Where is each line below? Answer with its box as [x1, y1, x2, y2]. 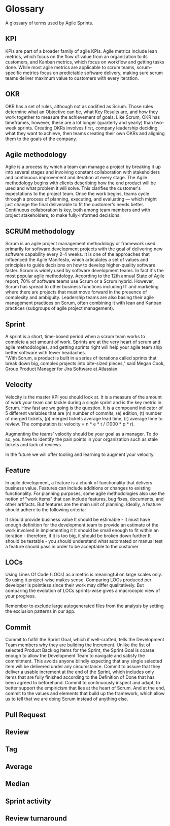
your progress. [5, 593, 37, 599]
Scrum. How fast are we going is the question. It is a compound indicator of [5, 405, 163, 411]
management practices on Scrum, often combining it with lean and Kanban [5, 300, 162, 306]
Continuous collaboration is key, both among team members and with [5, 207, 151, 213]
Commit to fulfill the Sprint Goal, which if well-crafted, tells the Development [5, 637, 164, 643]
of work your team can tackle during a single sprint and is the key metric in [5, 399, 162, 405]
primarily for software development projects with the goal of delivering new [5, 246, 163, 252]
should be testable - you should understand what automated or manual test [5, 538, 163, 544]
